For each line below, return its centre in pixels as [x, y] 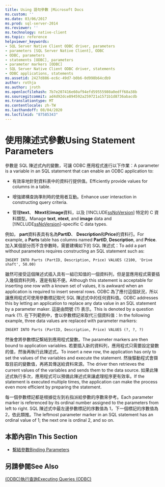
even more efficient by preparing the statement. [54, 387]
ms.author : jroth [23, 87]
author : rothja [21, 82]
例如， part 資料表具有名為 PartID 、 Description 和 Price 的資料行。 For [75, 234]
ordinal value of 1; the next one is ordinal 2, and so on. [60, 420]
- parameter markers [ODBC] [34, 64]
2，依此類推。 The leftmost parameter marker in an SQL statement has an [79, 414]
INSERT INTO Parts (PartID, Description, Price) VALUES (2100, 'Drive [79, 260]
